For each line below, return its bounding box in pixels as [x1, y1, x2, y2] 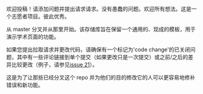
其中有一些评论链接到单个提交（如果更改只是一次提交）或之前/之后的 [16, 54, 188, 60]
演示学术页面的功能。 [6, 33, 59, 40]
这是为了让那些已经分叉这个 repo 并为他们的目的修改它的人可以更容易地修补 [6, 74, 196, 81]
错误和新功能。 [6, 81, 43, 89]
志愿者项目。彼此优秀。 [11, 13, 70, 20]
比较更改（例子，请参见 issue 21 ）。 [11, 61, 98, 68]
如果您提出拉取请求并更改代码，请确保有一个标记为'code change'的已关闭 [6, 46, 190, 53]
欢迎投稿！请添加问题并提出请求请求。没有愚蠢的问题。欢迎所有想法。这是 [6, 5, 192, 12]
